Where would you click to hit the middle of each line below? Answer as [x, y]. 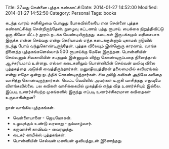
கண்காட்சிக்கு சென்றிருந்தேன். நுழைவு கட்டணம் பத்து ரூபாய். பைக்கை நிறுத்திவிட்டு [85, 28]
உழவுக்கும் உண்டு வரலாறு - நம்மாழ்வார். [52, 123]
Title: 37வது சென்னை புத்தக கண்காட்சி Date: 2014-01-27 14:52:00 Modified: [82, 7]
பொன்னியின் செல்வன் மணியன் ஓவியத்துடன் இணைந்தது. [67, 140]
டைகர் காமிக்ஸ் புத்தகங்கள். [39, 135]
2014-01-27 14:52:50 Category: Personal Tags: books [61, 13]
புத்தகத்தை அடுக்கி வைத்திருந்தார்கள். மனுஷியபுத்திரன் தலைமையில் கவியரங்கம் [82, 69]
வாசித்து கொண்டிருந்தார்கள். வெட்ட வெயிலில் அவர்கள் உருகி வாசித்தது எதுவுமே [83, 80]
